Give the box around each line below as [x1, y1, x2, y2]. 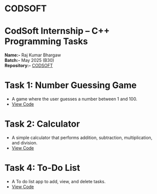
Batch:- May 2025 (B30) [4, 57, 54, 63]
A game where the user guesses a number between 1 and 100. [11, 96, 137, 102]
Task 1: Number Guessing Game [4, 80, 137, 91]
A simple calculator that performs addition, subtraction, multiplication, [11, 135, 153, 140]
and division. [11, 140, 38, 145]
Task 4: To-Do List [4, 163, 80, 173]
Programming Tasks [4, 36, 88, 47]
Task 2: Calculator [4, 118, 80, 130]
